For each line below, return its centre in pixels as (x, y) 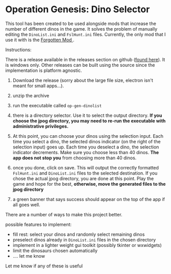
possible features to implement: (39, 224)
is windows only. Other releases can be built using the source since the (80, 65)
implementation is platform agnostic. (44, 70)
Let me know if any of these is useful (44, 266)
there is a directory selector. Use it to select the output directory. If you (87, 115)
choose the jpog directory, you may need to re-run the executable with (89, 120)
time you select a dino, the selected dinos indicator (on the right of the (87, 141)
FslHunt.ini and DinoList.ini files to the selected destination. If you (85, 173)
